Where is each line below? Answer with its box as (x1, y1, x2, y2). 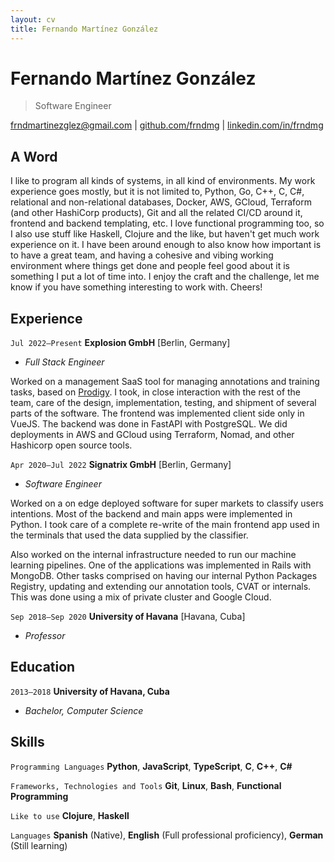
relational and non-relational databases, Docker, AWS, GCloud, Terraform (10, 196, 312, 208)
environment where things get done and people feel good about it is (10, 260, 290, 272)
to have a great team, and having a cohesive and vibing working (10, 249, 274, 261)
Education (10, 659, 76, 676)
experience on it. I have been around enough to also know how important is (10, 239, 322, 251)
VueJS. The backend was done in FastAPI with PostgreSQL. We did (10, 418, 288, 430)
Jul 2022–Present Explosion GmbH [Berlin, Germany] (10, 337, 231, 349)
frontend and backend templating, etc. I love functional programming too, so (10, 217, 325, 230)
